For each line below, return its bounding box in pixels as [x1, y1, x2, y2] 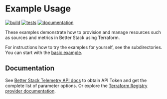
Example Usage [5, 3, 71, 14]
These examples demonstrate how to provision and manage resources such [5, 29, 161, 35]
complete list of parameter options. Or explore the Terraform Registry [5, 82, 148, 88]
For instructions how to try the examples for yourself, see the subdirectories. [5, 44, 163, 50]
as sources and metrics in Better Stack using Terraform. [5, 34, 120, 40]
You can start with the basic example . [5, 49, 82, 55]
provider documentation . [5, 88, 56, 94]
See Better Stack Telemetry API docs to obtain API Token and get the [5, 77, 147, 83]
